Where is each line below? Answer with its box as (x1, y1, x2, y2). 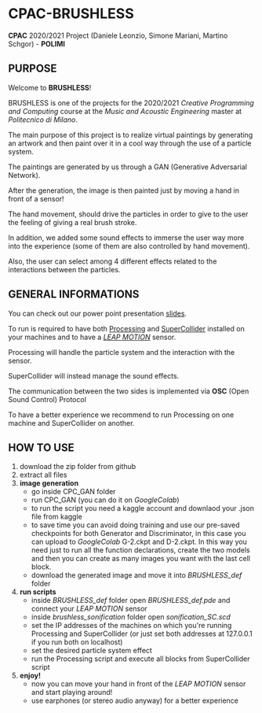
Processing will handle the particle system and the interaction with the (8, 347, 235, 356)
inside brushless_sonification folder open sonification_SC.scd (31, 612, 231, 622)
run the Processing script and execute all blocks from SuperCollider (31, 654, 250, 663)
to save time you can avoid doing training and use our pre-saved (31, 520, 240, 530)
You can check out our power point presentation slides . (8, 308, 187, 318)
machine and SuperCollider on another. (8, 418, 135, 427)
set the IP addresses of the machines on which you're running (31, 621, 232, 630)
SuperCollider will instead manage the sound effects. (8, 371, 180, 380)
